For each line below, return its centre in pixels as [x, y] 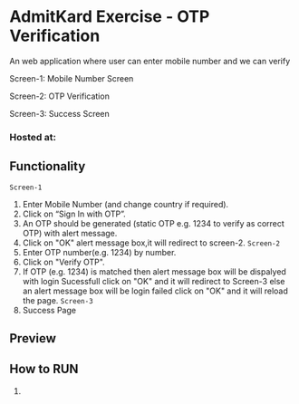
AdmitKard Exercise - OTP [110, 17]
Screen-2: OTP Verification [60, 96]
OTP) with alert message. [70, 233]
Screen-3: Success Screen [60, 113]
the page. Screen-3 [58, 300]
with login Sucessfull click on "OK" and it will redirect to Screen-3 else [154, 281]
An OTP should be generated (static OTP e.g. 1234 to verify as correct [154, 223]
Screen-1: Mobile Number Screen [72, 78]
